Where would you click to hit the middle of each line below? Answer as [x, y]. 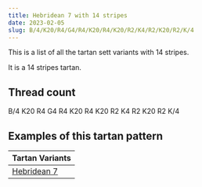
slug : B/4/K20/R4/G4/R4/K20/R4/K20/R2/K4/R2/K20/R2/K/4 [101, 30]
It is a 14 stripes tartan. [45, 68]
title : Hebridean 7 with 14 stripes [68, 15]
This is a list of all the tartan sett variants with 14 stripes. [99, 53]
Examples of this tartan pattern [85, 136]
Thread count [42, 92]
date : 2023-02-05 [36, 23]
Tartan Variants [42, 158]
